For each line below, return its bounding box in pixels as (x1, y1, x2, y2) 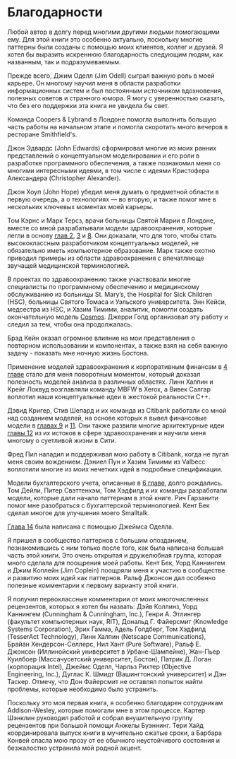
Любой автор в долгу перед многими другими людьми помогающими (7, 28, 220, 36)
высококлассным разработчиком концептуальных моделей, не (7, 238, 199, 247)
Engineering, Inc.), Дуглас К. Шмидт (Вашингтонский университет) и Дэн (7, 669, 227, 678)
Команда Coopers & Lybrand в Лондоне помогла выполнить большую (7, 114, 217, 124)
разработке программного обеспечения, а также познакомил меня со (7, 158, 221, 167)
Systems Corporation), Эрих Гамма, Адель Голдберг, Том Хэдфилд (7, 625, 206, 633)
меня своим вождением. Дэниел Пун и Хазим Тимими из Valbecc (7, 457, 206, 466)
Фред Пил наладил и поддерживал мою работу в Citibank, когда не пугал (7, 449, 229, 458)
